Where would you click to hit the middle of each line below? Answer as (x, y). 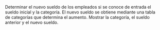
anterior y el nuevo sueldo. (32, 22)
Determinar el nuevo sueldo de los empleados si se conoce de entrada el (78, 7)
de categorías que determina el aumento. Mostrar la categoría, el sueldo (77, 17)
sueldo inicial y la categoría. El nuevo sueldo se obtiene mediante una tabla (80, 12)
